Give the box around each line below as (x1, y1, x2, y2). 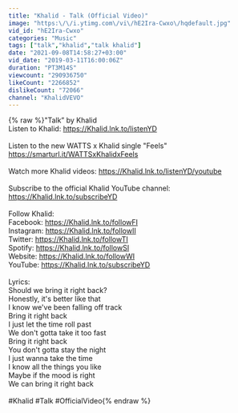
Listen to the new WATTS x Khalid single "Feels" (8, 141, 167, 150)
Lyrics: (8, 277, 30, 287)
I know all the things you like (8, 362, 102, 372)
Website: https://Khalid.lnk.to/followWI (8, 251, 135, 261)
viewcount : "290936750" (8, 71, 88, 79)
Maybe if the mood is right (8, 371, 95, 380)
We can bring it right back (8, 379, 94, 389)
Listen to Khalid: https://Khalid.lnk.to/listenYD (8, 124, 158, 134)
